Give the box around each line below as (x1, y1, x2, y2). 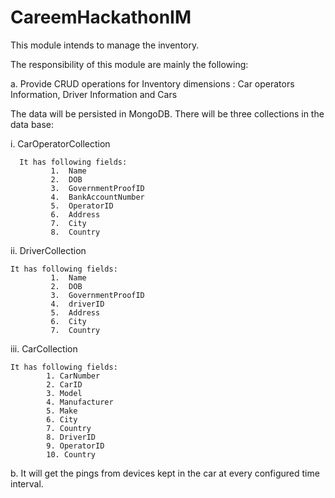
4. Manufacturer (46, 397, 114, 407)
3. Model (46, 388, 83, 398)
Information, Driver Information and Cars (10, 88, 178, 100)
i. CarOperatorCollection (10, 137, 111, 150)
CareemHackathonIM (10, 6, 192, 29)
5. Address (50, 307, 101, 318)
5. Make (46, 406, 78, 416)
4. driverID (50, 299, 105, 309)
